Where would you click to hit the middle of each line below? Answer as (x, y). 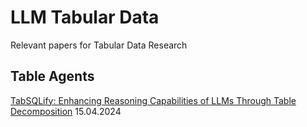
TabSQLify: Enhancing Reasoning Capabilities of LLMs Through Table (153, 100)
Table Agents (52, 76)
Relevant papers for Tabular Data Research (99, 45)
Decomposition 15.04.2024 (66, 111)
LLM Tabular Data (85, 17)
